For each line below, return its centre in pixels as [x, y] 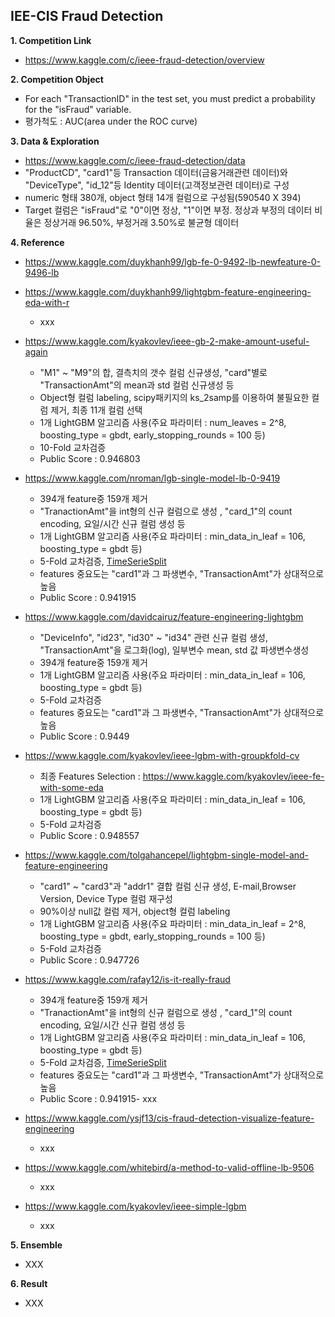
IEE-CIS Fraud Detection [87, 16]
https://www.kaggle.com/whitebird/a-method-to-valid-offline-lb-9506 [169, 1167]
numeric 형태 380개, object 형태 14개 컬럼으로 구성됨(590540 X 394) [163, 197]
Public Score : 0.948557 [89, 835]
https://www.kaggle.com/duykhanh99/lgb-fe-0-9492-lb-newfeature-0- [173, 261]
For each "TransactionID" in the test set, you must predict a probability [170, 98]
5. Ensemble [36, 1245]
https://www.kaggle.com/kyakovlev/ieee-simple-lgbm [135, 1206]
